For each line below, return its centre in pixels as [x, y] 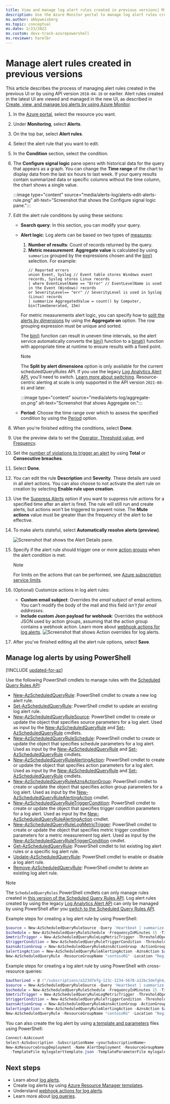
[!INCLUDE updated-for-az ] [34, 670]
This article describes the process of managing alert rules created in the [81, 88]
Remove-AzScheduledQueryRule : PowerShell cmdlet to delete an [81, 867]
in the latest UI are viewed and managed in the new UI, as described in [79, 99]
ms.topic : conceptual [29, 24]
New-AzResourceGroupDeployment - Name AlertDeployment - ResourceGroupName [85, 1047]
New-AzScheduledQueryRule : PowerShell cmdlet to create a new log [85, 695]
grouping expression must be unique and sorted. [71, 326]
